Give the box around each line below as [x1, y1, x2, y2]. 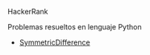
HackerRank [7, 7, 49, 16]
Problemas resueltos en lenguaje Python [7, 22, 142, 31]
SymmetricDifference [19, 37, 90, 47]
